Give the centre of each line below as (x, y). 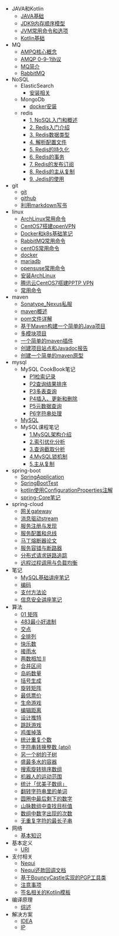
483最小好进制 (38, 622)
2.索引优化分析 (47, 442)
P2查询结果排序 (48, 384)
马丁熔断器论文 (39, 541)
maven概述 (34, 311)
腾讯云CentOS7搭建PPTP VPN (57, 283)
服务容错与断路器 (41, 548)
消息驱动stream (39, 518)
